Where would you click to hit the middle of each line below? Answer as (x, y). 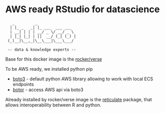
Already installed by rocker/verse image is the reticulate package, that (79, 99)
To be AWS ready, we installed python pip (49, 69)
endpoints (23, 84)
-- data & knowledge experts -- (42, 49)
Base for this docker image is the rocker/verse (54, 59)
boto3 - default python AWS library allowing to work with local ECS (83, 79)
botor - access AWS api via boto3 (48, 90)
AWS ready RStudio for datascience (82, 9)
